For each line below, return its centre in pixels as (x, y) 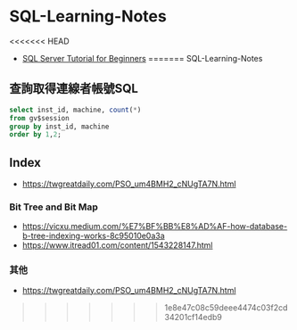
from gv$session (39, 118)
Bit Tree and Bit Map (54, 207)
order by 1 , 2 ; (36, 135)
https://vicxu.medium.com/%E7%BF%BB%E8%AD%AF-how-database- (155, 227)
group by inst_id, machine (59, 127)
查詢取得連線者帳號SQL (74, 89)
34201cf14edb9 (194, 317)
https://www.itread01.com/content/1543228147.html (117, 245)
